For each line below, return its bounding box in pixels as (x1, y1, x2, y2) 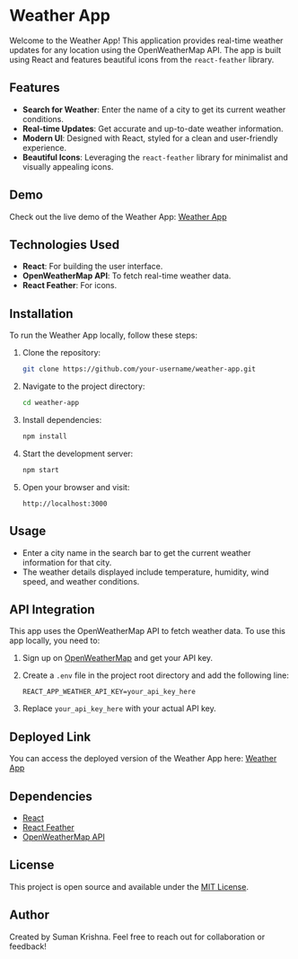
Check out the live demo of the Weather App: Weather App (9, 211, 227, 222)
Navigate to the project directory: (22, 381, 145, 392)
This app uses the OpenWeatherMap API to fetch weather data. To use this (9, 626, 285, 637)
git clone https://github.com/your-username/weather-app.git (22, 365, 257, 374)
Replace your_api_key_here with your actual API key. (22, 703, 217, 714)
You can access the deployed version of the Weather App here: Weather (9, 753, 277, 764)
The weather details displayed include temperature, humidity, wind (22, 567, 269, 577)
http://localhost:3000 (22, 499, 108, 508)
